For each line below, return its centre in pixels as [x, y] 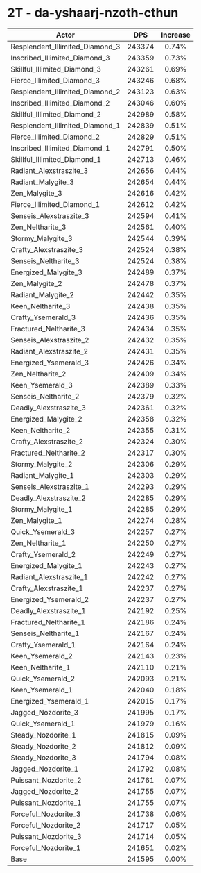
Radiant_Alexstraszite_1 [50, 576]
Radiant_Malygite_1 [43, 475]
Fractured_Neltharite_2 [48, 453]
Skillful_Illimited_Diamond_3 [56, 69]
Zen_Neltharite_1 [38, 543]
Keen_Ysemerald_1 [42, 690]
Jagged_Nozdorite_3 [45, 712]
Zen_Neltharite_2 [38, 374]
